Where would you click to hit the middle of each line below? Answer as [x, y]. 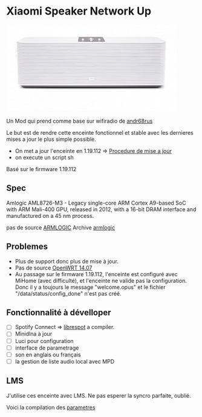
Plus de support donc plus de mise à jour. [67, 261]
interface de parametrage [47, 348]
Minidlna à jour [34, 334]
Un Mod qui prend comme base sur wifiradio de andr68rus [80, 121]
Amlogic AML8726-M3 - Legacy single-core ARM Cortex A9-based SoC [96, 203]
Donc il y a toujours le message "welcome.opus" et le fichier [90, 287]
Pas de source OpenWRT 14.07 [54, 268]
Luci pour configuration [44, 341]
